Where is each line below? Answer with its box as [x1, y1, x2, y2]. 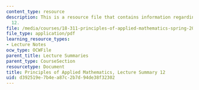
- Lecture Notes [6, 42, 46, 48]
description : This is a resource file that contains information [6, 14, 171, 20]
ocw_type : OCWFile [6, 47, 52, 53]
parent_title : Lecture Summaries [6, 53, 89, 59]
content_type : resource [6, 8, 65, 15]
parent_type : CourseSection [6, 58, 76, 64]
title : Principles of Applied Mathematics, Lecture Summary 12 [6, 69, 166, 75]
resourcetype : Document [6, 63, 65, 70]
